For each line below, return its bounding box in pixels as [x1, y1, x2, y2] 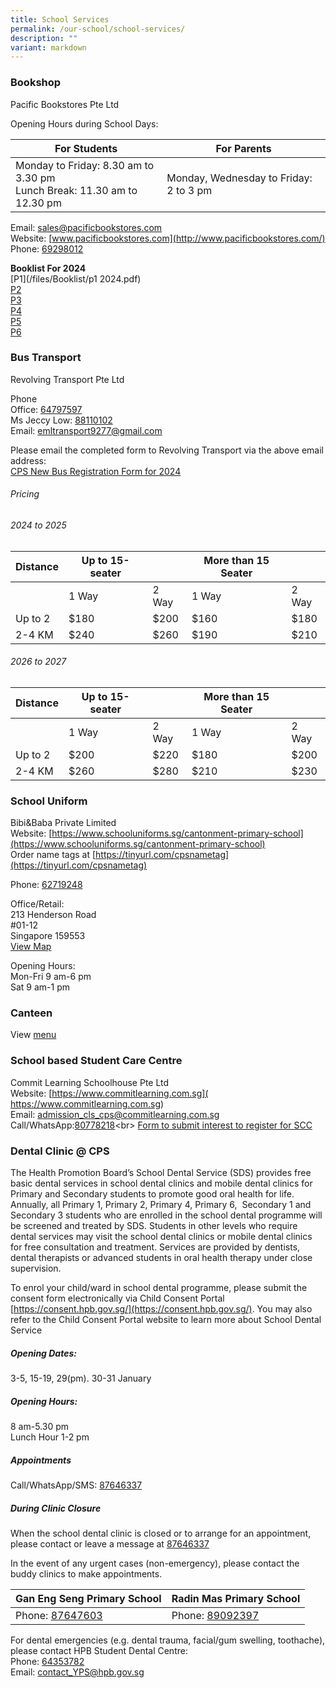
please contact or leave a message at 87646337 [10, 1537, 210, 1550]
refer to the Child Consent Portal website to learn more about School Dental [10, 1314, 322, 1326]
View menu [10, 1029, 57, 1041]
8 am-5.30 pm [10, 1420, 70, 1432]
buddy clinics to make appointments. [10, 1567, 163, 1580]
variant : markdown [10, 42, 87, 53]
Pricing [10, 488, 40, 500]
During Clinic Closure [10, 1502, 102, 1514]
